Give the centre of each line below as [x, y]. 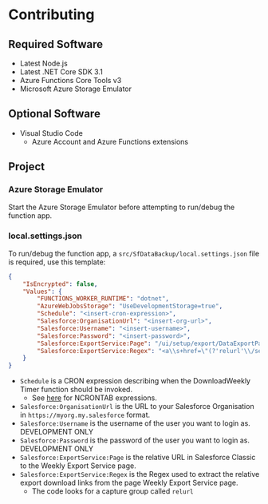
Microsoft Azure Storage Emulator [76, 89]
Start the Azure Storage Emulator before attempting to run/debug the [122, 207]
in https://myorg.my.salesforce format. [85, 415]
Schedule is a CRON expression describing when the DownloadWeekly [135, 381]
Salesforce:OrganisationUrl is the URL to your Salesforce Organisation [137, 407]
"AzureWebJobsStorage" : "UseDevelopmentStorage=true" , [130, 306]
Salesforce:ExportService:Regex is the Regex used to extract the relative [140, 474]
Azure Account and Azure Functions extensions [110, 141]
